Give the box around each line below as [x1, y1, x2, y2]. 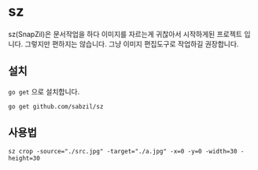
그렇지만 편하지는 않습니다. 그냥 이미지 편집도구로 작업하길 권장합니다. [24, 39, 239, 49]
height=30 [8, 154, 41, 162]
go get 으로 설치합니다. [8, 87, 80, 96]
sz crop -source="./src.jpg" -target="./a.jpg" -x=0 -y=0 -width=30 [8, 147, 238, 155]
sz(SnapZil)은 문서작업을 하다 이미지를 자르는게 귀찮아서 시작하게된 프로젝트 [8, 29, 242, 39]
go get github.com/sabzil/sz [8, 102, 104, 110]
